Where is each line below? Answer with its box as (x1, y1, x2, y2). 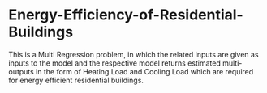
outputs (8, 66, 34, 76)
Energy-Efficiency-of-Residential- (8, 6, 243, 24)
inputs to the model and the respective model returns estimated (8, 58, 222, 68)
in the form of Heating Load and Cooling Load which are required (35, 66, 254, 76)
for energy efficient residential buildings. (8, 75, 144, 85)
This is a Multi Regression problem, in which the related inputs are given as (8, 49, 259, 59)
